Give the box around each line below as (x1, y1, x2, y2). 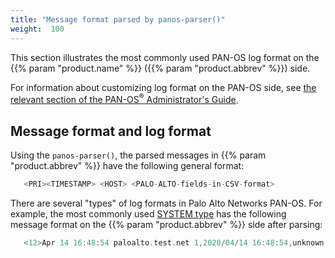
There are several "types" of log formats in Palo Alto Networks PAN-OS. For (10, 197, 323, 209)
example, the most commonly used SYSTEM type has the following (10, 207, 287, 220)
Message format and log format (10, 122, 212, 140)
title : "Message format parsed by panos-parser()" (10, 14, 226, 25)
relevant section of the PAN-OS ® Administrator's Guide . (10, 92, 239, 106)
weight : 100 (10, 24, 65, 34)
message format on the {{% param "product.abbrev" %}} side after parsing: (10, 218, 323, 230)
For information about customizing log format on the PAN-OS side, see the (10, 81, 317, 93)
